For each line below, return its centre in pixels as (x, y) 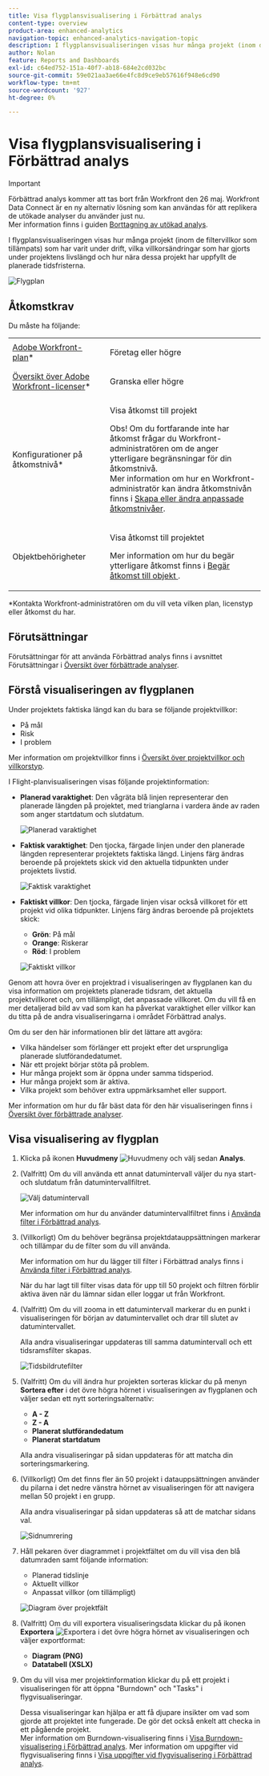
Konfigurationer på (47, 455)
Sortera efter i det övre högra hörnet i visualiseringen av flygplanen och (139, 1390)
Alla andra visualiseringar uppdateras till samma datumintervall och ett (136, 1342)
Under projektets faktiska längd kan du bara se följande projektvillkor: (123, 709)
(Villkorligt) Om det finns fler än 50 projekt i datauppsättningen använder (140, 1480)
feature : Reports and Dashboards (64, 61)
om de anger (195, 448)
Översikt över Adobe (51, 376)
